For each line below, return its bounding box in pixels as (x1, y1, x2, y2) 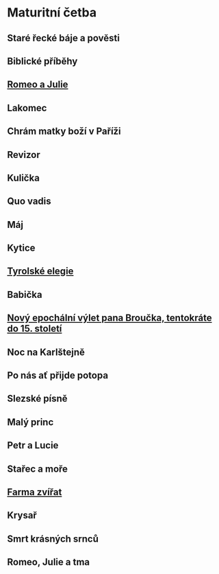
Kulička (7, 172, 40, 183)
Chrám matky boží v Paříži (7, 126, 121, 137)
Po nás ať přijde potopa (7, 369, 108, 382)
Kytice (7, 242, 36, 254)
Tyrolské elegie (7, 266, 74, 277)
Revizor (7, 149, 40, 161)
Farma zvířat (7, 486, 62, 498)
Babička (7, 288, 42, 300)
